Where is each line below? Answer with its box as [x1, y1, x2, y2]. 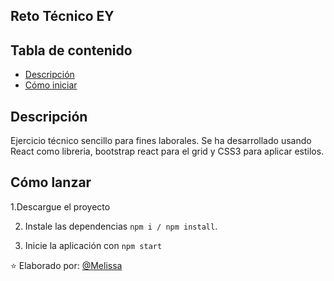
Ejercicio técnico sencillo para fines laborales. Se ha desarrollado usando [10, 135, 312, 147]
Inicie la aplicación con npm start [24, 239, 163, 251]
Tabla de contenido [10, 42, 133, 59]
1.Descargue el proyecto [10, 200, 111, 213]
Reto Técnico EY [10, 8, 115, 25]
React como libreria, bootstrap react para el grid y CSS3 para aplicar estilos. [10, 145, 325, 158]
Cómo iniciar [24, 79, 78, 91]
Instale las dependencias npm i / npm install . [24, 220, 218, 232]
